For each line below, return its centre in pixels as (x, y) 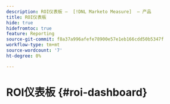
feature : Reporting (30, 34)
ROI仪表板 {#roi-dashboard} (77, 92)
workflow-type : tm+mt (33, 45)
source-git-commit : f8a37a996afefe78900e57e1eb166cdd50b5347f (85, 39)
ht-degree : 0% (24, 56)
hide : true (20, 23)
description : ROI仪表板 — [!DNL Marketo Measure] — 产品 (79, 12)
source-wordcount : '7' (34, 51)
